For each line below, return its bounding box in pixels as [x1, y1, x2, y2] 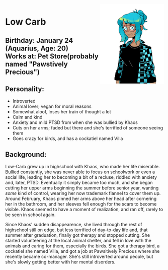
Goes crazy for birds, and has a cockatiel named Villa [12, 136, 123, 142]
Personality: [5, 85, 44, 93]
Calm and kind [12, 114, 43, 120]
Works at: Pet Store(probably [5, 52, 99, 60]
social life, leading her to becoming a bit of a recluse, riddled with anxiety [5, 174, 157, 180]
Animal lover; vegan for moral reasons [12, 103, 92, 109]
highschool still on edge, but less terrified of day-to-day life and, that [5, 227, 148, 233]
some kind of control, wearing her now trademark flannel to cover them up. [5, 190, 161, 196]
